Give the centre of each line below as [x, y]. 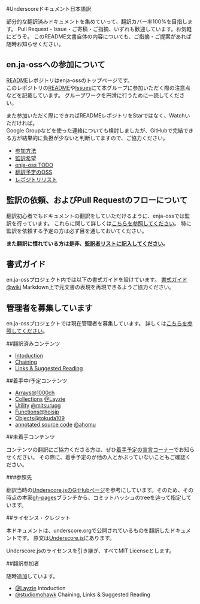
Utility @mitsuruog [38, 406]
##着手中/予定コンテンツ [37, 381]
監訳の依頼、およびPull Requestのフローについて [97, 200]
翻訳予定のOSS [34, 172]
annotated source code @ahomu [55, 425]
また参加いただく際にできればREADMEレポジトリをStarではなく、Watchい [98, 115]
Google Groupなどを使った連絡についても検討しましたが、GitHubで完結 [95, 130]
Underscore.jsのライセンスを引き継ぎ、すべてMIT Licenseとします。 [90, 551]
